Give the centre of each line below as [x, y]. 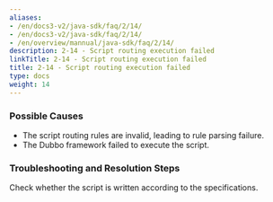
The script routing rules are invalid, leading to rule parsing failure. [143, 135]
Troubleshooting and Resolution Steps [95, 168]
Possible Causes [46, 116]
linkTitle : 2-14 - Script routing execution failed [108, 59]
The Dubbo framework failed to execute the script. [115, 145]
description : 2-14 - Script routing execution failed [112, 51]
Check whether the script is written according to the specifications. [134, 188]
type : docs [30, 76]
